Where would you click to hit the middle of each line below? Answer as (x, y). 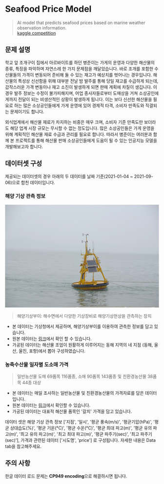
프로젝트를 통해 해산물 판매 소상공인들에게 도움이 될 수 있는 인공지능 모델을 (86, 140)
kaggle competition (36, 33)
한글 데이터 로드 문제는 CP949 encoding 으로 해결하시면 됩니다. (66, 476)
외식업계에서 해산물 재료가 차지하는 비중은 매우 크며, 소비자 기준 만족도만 (74, 122)
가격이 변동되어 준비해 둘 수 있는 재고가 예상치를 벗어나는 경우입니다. (87, 75)
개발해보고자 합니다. (24, 146)
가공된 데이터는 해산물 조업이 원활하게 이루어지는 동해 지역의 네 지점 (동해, (82, 345)
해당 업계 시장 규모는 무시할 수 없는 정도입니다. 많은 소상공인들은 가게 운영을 (82, 128)
